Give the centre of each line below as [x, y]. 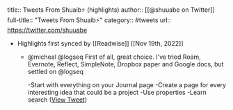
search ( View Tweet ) [57, 100]
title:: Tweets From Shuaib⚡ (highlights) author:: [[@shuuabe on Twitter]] [111, 10]
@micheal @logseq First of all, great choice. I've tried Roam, [114, 57]
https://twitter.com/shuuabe [47, 30]
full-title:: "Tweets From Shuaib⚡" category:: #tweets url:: [89, 20]
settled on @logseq [55, 72]
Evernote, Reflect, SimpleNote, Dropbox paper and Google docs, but [126, 64]
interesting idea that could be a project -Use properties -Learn [117, 92]
